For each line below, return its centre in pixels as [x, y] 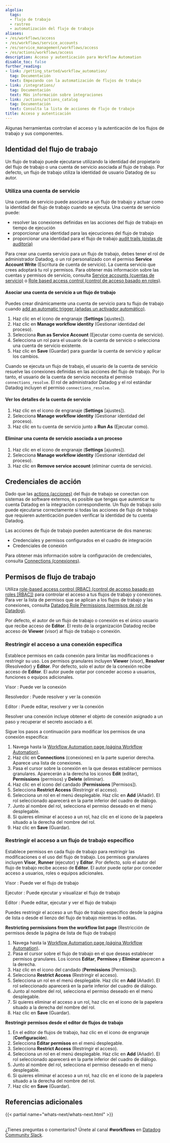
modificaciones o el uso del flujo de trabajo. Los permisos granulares [77, 857]
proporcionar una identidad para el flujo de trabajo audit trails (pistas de [88, 238]
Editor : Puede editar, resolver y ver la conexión [55, 706]
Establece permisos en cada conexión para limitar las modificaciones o [79, 655]
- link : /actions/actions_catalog [42, 99]
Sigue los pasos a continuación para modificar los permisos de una [75, 731]
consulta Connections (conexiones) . [43, 561]
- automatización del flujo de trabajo [52, 29]
